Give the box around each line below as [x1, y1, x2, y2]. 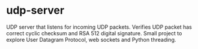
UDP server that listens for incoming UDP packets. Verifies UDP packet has [6, 23, 192, 30]
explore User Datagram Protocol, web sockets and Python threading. [6, 36, 176, 43]
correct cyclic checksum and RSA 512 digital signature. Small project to [6, 29, 182, 36]
